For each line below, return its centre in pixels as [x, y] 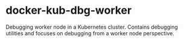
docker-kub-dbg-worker [69, 10]
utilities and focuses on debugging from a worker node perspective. [90, 33]
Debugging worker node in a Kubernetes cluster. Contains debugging [92, 27]
